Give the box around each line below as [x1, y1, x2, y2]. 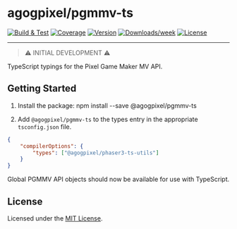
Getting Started [7, 82, 77, 94]
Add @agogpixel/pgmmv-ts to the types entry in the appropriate [17, 115, 199, 123]
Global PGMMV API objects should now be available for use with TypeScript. [7, 175, 230, 184]
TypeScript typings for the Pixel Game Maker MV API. [7, 62, 163, 70]
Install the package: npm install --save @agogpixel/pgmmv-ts [17, 101, 197, 110]
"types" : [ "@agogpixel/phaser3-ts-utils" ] [32, 149, 159, 156]
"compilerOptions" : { [20, 142, 83, 149]
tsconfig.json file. [17, 122, 72, 131]
